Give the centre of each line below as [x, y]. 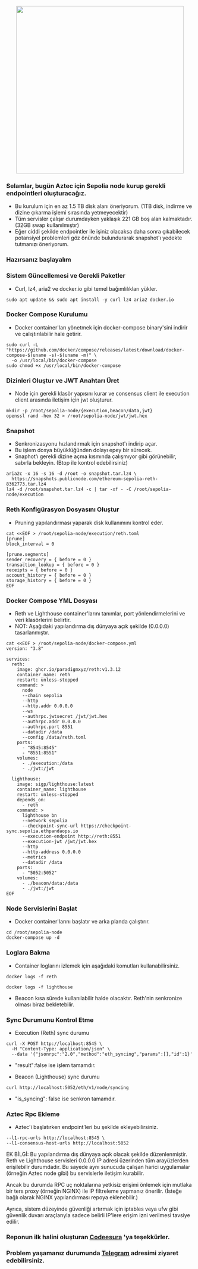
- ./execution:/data [47, 763]
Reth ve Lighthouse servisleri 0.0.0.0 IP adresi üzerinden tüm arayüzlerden [98, 1161]
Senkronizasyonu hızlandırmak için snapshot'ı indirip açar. [86, 444]
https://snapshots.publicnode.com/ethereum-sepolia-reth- [85, 479]
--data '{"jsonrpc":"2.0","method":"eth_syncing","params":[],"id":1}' [102, 1054]
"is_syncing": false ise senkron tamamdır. [65, 1099]
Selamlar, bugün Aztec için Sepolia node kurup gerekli [86, 186]
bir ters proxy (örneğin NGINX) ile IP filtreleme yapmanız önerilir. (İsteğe [94, 1191]
